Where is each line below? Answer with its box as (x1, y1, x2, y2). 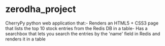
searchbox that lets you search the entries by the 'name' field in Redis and (5, 30, 160, 36)
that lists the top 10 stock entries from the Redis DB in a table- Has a (5, 25, 148, 31)
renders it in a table (5, 36, 46, 42)
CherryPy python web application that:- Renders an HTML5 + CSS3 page (5, 20, 159, 26)
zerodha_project (5, 3, 76, 15)
